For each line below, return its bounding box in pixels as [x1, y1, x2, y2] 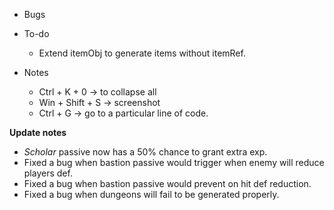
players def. [23, 167, 73, 179]
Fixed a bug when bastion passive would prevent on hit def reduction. [23, 178, 312, 189]
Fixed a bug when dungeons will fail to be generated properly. [23, 189, 280, 200]
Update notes [9, 127, 67, 138]
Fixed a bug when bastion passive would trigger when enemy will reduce [23, 157, 325, 168]
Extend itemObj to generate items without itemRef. [38, 47, 246, 59]
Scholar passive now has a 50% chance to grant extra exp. [23, 146, 268, 158]
